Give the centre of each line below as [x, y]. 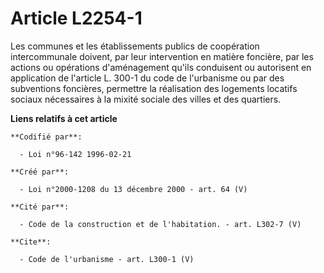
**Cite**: [31, 242]
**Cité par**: [40, 207]
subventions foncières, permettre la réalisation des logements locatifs [154, 88]
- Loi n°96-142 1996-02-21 [75, 154]
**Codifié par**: [46, 137]
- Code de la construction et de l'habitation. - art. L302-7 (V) [160, 224]
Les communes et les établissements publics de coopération [135, 46]
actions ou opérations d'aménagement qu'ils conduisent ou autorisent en [161, 67]
